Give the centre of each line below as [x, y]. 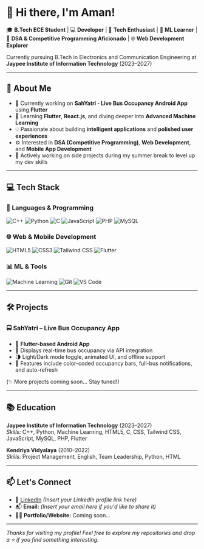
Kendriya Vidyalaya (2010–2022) [48, 450]
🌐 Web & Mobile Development [51, 237]
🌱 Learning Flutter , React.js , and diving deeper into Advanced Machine [105, 116]
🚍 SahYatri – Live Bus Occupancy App [63, 328]
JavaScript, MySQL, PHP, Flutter [47, 438]
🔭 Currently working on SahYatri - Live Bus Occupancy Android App [101, 103]
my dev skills [31, 161]
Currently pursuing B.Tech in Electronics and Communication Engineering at [101, 57]
